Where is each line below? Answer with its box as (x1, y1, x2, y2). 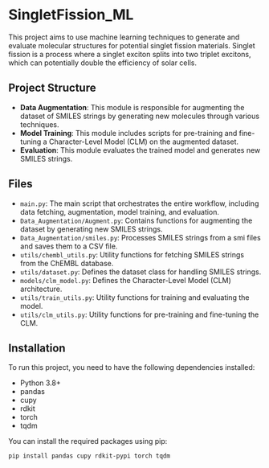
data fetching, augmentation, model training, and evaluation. (19, 207, 219, 216)
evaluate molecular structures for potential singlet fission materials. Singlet (8, 40, 255, 50)
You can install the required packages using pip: (8, 437, 168, 446)
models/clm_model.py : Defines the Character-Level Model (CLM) (19, 275, 231, 285)
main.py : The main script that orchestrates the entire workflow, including (19, 199, 259, 208)
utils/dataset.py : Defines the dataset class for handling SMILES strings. (19, 267, 262, 277)
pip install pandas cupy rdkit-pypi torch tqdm (8, 452, 171, 460)
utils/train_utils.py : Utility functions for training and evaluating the (19, 292, 250, 302)
